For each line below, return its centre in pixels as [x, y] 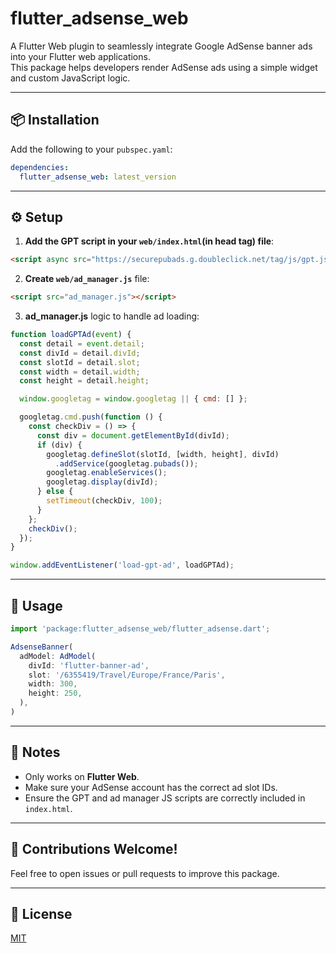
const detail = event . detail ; [82, 343]
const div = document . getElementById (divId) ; [133, 435]
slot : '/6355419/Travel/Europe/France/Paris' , [127, 675]
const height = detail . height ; [84, 381]
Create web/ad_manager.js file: [87, 279]
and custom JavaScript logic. [70, 78]
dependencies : [40, 167]
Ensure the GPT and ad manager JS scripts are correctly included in [165, 798]
